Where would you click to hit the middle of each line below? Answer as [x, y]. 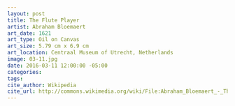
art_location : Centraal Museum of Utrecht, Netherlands [90, 53]
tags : [15, 78]
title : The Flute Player [43, 20]
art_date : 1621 [29, 33]
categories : [24, 72]
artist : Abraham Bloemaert [47, 26]
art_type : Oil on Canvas [43, 40]
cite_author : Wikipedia [42, 85]
